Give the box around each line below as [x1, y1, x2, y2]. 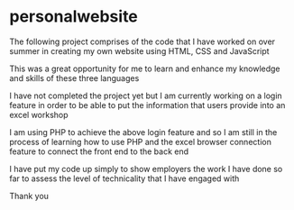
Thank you [9, 190, 50, 201]
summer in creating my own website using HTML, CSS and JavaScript [9, 45, 270, 56]
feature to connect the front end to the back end [9, 146, 189, 157]
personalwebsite [9, 6, 138, 27]
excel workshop [9, 109, 69, 120]
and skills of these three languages [9, 72, 140, 83]
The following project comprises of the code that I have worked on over [9, 36, 276, 47]
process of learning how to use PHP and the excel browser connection [9, 136, 272, 147]
